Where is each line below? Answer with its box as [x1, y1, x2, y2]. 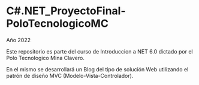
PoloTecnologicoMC [6, 17, 109, 30]
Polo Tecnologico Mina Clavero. [6, 54, 85, 61]
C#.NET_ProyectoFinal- [6, 4, 126, 18]
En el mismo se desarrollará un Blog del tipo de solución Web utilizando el [6, 65, 189, 73]
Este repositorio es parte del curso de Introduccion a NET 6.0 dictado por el [6, 48, 193, 55]
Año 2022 [6, 36, 31, 43]
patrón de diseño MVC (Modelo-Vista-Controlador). [6, 72, 134, 79]
